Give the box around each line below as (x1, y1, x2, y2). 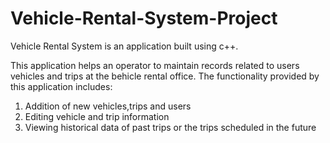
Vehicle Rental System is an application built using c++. (10, 40, 239, 52)
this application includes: (10, 80, 113, 92)
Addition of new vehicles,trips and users (24, 100, 192, 112)
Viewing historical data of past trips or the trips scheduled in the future (24, 121, 317, 133)
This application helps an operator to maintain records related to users (10, 59, 300, 71)
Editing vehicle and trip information (24, 110, 170, 122)
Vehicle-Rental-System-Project (10, 7, 278, 30)
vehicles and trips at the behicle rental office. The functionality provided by (10, 70, 320, 82)
